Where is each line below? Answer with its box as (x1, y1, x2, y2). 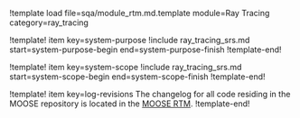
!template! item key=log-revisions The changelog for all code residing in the (9, 89, 291, 99)
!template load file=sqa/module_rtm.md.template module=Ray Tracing (9, 8, 270, 18)
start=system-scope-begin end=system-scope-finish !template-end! (9, 71, 266, 82)
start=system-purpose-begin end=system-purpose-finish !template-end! (9, 44, 282, 55)
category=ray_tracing (9, 17, 89, 28)
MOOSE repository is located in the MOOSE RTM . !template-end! (9, 98, 250, 109)
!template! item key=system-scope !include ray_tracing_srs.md (9, 62, 242, 72)
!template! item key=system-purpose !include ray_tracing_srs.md (9, 35, 250, 45)
